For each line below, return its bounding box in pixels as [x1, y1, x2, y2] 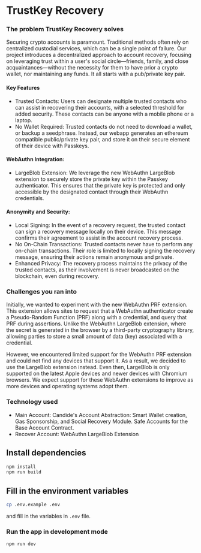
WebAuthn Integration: [6, 156, 65, 163]
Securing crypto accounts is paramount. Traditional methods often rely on [6, 38, 189, 46]
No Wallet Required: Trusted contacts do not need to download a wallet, [14, 123, 193, 130]
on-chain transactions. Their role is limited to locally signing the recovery [14, 247, 196, 255]
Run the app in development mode [6, 527, 108, 536]
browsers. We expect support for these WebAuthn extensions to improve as [6, 376, 194, 383]
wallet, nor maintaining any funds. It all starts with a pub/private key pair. [6, 70, 186, 78]
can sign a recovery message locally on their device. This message [14, 228, 181, 235]
